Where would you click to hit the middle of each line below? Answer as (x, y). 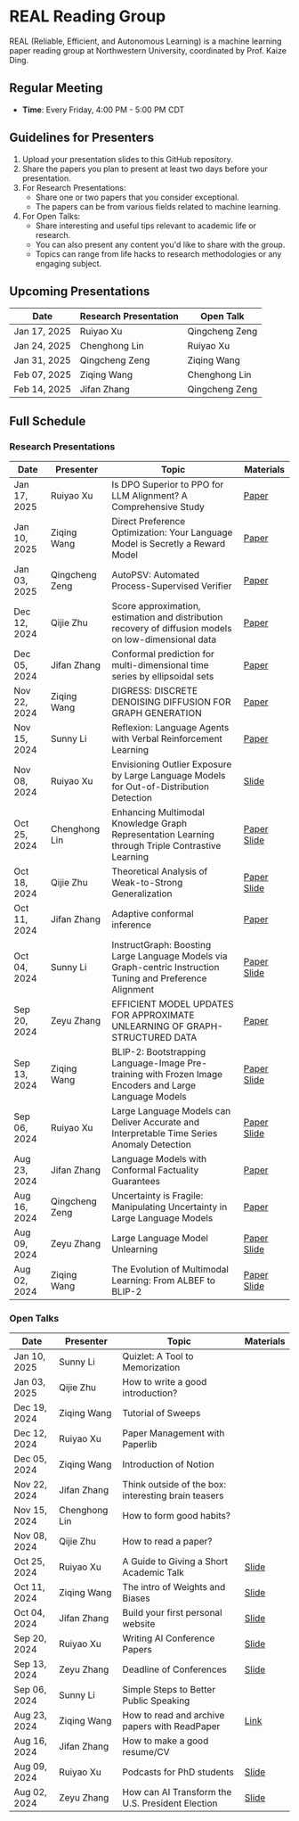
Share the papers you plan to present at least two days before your (145, 169)
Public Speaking (156, 1701)
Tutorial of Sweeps (162, 1413)
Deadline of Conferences (174, 1669)
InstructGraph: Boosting (161, 945)
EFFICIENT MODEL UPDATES (172, 1004)
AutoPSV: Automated (155, 575)
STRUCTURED (141, 1038)
